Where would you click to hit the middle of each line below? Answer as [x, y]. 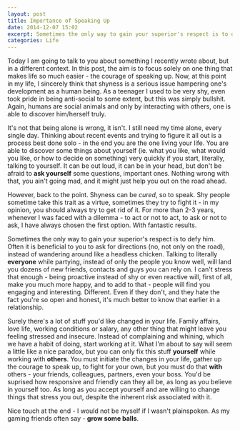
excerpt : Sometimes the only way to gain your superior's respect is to [118, 34]
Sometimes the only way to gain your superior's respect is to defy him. [111, 239]
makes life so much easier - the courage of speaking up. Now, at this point [117, 76]
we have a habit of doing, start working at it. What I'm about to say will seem [120, 344]
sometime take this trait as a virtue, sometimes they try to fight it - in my [113, 202]
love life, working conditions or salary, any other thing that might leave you [117, 329]
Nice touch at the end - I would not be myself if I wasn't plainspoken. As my [119, 411]
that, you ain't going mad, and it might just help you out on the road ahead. [117, 181]
